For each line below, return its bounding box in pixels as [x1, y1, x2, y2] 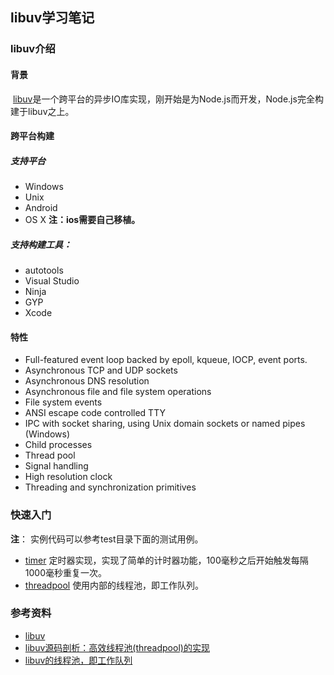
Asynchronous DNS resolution [24, 375, 150, 387]
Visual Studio [24, 275, 80, 287]
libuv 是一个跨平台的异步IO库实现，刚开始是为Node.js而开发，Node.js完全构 [12, 93, 324, 105]
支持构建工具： [10, 238, 72, 250]
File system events [24, 396, 103, 408]
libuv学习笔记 [10, 9, 95, 27]
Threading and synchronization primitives [24, 481, 197, 493]
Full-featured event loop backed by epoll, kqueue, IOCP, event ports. [24, 354, 308, 366]
